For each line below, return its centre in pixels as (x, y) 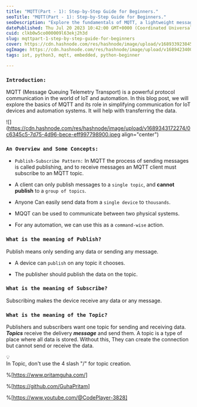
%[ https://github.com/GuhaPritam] (48, 387)
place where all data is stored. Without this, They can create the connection (97, 340)
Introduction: (26, 80)
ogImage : (17, 50)
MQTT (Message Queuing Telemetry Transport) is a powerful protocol (91, 92)
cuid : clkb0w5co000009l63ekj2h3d (47, 33)
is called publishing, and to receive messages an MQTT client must (96, 167)
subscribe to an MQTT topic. (49, 173)
